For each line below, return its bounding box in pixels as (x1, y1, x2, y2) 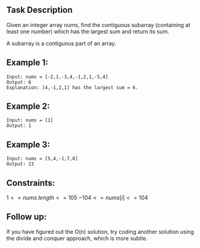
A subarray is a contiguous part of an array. (6, 39, 117, 47)
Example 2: (6, 101, 50, 112)
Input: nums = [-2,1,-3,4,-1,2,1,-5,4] (6, 74, 109, 80)
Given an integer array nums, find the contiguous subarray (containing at (6, 21, 191, 28)
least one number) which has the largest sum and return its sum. (6, 28, 170, 35)
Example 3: (6, 139, 50, 150)
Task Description (6, 5, 73, 15)
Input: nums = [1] (6, 117, 53, 123)
